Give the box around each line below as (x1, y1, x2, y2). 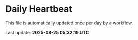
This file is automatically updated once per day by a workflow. (5, 20, 133, 26)
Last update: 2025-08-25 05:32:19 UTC (5, 29, 89, 35)
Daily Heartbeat (5, 3, 72, 15)
